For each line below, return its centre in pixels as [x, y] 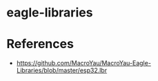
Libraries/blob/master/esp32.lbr [62, 71]
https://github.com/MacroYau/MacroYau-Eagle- [83, 63]
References [40, 44]
